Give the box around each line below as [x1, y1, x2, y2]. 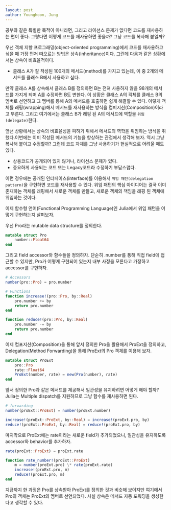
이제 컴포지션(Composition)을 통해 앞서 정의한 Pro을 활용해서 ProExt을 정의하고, [5, 341, 166, 347]
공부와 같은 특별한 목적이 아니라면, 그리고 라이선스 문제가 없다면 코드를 [5, 27, 145, 33]
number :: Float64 [14, 237, 50, 243]
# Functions [5, 289, 31, 294]
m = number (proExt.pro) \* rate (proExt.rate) [14, 462, 113, 468]
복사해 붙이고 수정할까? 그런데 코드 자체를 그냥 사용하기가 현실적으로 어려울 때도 [5, 141, 164, 147]
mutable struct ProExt [5, 358, 54, 363]
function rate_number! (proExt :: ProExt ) [5, 458, 90, 463]
